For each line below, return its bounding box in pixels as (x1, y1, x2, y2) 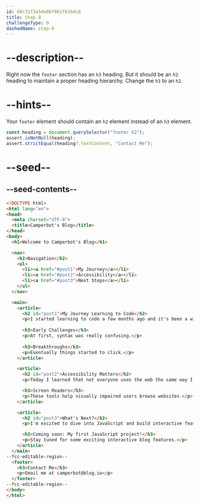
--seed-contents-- (6, 185, 77, 195)
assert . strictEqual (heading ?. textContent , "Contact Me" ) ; (6, 140, 153, 146)
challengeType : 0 (6, 20, 49, 26)
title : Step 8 (6, 14, 42, 20)
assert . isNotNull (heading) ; (6, 135, 76, 141)
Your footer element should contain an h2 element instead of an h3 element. (6, 118, 192, 125)
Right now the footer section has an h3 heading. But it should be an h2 (6, 71, 179, 78)
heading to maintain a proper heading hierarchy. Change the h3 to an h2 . (6, 77, 183, 84)
